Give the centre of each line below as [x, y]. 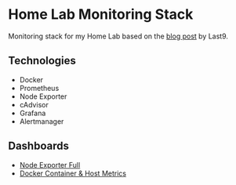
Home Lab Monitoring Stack [101, 15]
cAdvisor [34, 104]
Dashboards [38, 146]
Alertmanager [42, 121]
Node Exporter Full [50, 165]
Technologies [42, 61]
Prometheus [39, 88]
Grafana [33, 113]
